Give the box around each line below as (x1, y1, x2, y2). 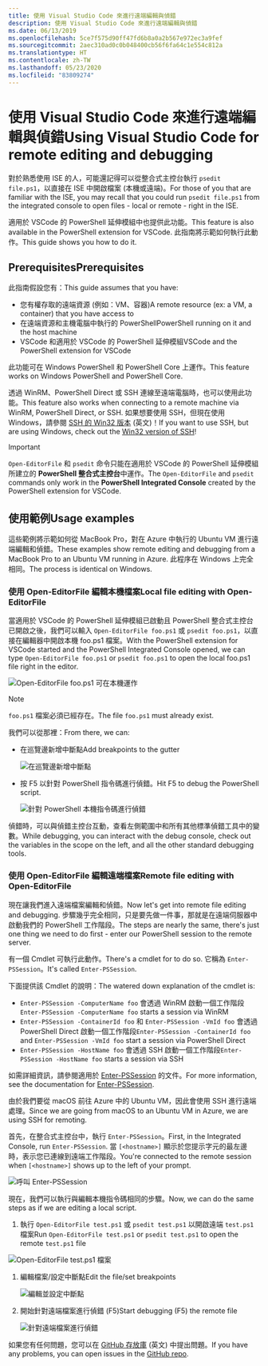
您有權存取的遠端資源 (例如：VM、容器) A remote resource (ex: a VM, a (19, 300, 253, 310)
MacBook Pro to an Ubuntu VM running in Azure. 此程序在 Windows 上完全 (8, 554, 254, 564)
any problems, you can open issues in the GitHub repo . (8, 1348, 189, 1358)
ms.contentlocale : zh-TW (8, 57, 91, 65)
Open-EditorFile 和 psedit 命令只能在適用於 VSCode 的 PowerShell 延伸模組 (8, 459, 259, 469)
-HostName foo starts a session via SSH (55, 1053, 184, 1064)
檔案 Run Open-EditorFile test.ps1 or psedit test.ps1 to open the (19, 1229, 239, 1239)
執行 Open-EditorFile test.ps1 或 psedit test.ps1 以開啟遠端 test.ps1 (19, 1219, 254, 1228)
